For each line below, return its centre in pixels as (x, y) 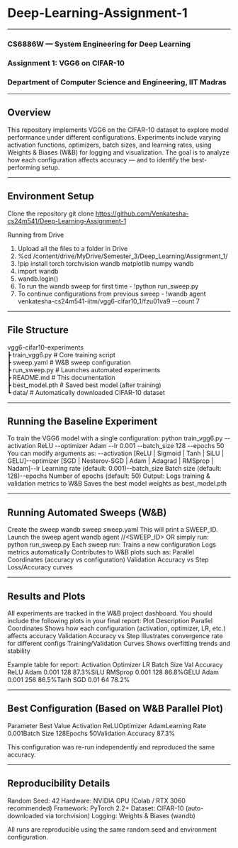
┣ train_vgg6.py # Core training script (61, 355)
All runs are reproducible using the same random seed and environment (112, 829)
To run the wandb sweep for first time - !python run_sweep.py (108, 286)
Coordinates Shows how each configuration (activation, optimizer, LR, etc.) (117, 628)
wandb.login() (38, 279)
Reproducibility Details (59, 784)
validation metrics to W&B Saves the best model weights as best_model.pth (117, 484)
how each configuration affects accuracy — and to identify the (98, 160)
